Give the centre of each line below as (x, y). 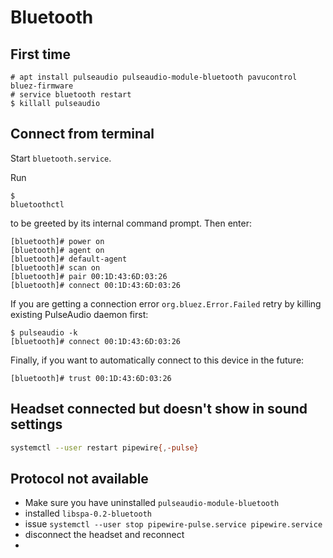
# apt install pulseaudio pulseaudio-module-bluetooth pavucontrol (154, 77)
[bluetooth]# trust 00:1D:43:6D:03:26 (91, 378)
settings (36, 424)
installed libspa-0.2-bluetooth (88, 513)
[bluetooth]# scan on (55, 267)
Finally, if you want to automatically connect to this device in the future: (157, 360)
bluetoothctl (37, 204)
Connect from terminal (82, 134)
